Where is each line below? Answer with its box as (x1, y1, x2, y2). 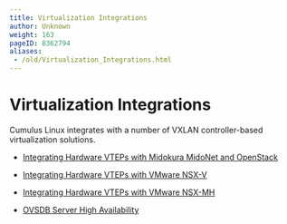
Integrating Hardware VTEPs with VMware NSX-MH (22, 187, 215, 198)
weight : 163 (9, 30, 54, 39)
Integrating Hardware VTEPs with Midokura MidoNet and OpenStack (22, 151, 279, 162)
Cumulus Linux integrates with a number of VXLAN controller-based (9, 124, 263, 135)
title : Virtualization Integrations (9, 13, 148, 23)
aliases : (9, 47, 43, 56)
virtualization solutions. (9, 133, 96, 145)
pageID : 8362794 (9, 38, 71, 48)
